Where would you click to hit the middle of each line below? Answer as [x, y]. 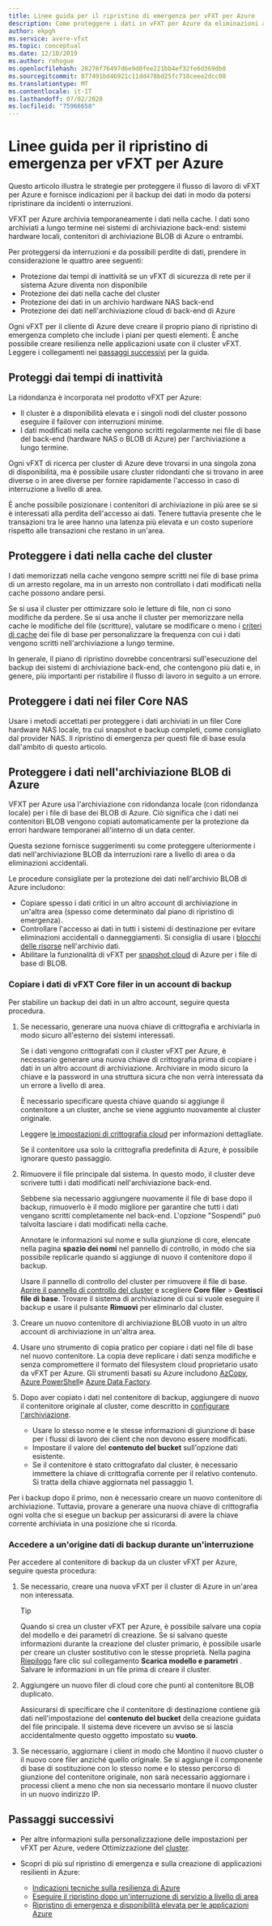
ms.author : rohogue [41, 62]
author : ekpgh [32, 31]
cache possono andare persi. [57, 593]
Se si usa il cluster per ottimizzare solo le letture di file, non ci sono [120, 608]
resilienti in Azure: [50, 1872]
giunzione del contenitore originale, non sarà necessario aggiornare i [135, 1777]
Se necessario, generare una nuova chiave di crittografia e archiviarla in [140, 1026]
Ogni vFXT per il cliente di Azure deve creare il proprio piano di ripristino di [133, 327]
